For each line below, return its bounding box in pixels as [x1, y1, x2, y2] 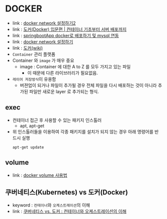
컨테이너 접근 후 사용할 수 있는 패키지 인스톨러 [12, 117, 102, 123]
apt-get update [12, 145, 44, 150]
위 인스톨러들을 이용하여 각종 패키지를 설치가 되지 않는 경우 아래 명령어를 [12, 128, 154, 134]
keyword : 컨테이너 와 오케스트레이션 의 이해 [12, 202, 90, 208]
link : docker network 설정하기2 [12, 20, 76, 26]
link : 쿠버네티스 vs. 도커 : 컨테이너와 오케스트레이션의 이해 [12, 209, 127, 215]
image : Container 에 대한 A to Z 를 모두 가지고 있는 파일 [19, 63, 131, 70]
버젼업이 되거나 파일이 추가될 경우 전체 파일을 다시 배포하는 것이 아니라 [19, 82, 157, 88]
